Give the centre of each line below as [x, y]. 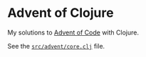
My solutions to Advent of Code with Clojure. [73, 32]
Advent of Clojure [61, 13]
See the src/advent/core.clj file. [56, 46]
